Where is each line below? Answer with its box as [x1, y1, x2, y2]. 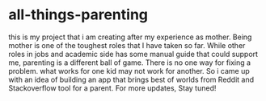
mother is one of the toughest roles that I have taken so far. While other [8, 40, 246, 50]
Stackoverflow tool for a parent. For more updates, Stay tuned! [8, 83, 217, 93]
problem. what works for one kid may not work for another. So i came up [8, 66, 251, 75]
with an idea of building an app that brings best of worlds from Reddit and [8, 75, 255, 84]
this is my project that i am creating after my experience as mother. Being [8, 32, 252, 42]
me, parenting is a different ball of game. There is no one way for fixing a [8, 58, 251, 67]
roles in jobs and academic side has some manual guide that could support [8, 49, 259, 59]
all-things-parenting [8, 6, 148, 24]
